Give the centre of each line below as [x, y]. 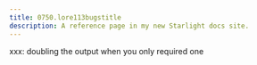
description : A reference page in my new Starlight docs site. [129, 26]
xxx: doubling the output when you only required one [107, 51]
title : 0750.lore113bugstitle [66, 17]
